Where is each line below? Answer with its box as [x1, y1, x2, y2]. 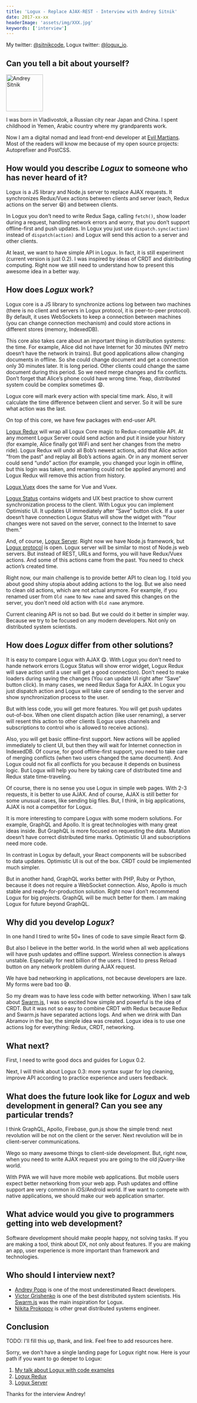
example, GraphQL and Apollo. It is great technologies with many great [6, 821, 178, 828]
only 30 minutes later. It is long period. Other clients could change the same [6, 362, 190, 369]
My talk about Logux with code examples [14, 1366, 115, 1373]
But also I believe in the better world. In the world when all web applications [6, 944, 189, 951]
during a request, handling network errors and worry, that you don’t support [6, 218, 190, 226]
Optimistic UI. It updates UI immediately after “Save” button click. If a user [6, 507, 185, 514]
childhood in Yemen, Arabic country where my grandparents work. [6, 122, 168, 130]
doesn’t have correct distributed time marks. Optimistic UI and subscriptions [6, 833, 191, 840]
